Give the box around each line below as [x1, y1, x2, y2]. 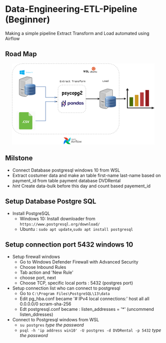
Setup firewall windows [12, 254, 60, 259]
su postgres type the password [19, 322, 84, 328]
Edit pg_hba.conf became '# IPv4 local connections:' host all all [19, 296, 150, 301]
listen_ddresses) [19, 311, 54, 317]
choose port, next [19, 274, 56, 280]
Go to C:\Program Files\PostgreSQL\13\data [19, 290, 110, 296]
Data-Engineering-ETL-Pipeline [5, 3, 138, 15]
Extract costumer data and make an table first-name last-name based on [12, 172, 161, 178]
